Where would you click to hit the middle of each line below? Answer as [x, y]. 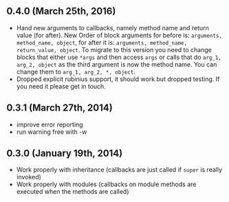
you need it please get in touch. [61, 86]
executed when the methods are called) [73, 192]
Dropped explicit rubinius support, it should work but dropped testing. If [118, 79]
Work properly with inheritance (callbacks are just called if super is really [119, 170]
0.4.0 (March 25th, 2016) [61, 11]
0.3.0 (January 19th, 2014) [65, 154]
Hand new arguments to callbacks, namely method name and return [112, 27]
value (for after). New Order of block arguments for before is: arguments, [119, 35]
